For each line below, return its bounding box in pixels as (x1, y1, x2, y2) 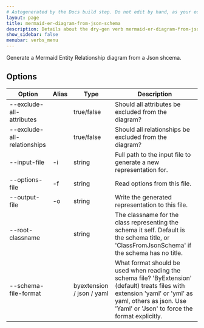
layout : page (6, 15, 39, 21)
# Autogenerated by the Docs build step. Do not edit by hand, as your (6, 9, 191, 15)
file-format (9, 289, 41, 298)
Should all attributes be (115, 100, 181, 109)
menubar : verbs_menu (6, 37, 59, 43)
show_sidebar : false (6, 32, 59, 38)
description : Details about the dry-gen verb (6, 26, 123, 32)
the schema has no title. (115, 248, 183, 257)
